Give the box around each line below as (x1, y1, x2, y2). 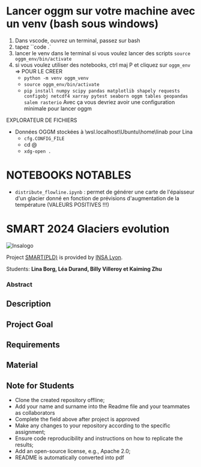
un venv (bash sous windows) (6, 17, 159, 31)
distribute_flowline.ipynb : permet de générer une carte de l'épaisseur (14, 188, 195, 195)
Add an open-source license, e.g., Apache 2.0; (14, 448, 131, 455)
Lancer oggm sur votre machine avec (6, 4, 196, 18)
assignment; (14, 429, 46, 436)
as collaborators (14, 409, 55, 417)
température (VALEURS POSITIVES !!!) (14, 201, 110, 208)
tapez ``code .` (14, 43, 52, 50)
